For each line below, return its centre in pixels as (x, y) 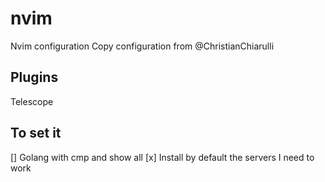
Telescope (32, 101)
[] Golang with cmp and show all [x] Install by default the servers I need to (162, 157)
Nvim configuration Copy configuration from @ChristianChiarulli (142, 46)
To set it (36, 133)
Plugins (34, 77)
